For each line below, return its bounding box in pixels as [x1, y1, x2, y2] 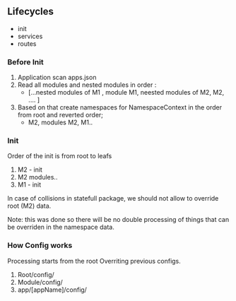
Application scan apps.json [17, 73, 97, 82]
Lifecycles [7, 6, 54, 18]
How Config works [7, 240, 73, 250]
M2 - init [17, 165, 42, 174]
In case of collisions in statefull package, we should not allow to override [7, 194, 219, 203]
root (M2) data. [7, 201, 52, 211]
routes [17, 39, 37, 48]
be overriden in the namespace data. [7, 223, 114, 232]
